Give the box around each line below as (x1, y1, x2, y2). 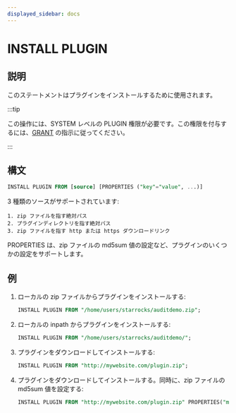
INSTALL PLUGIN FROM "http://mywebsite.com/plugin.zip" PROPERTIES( (17, 398, 223, 406)
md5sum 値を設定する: (17, 384, 84, 393)
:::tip (7, 104, 20, 113)
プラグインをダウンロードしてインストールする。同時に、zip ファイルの (17, 376, 225, 384)
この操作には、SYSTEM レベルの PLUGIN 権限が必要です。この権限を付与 (7, 119, 221, 128)
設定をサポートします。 (19, 250, 87, 258)
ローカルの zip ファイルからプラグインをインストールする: (17, 292, 187, 301)
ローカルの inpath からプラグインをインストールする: (17, 321, 171, 328)
